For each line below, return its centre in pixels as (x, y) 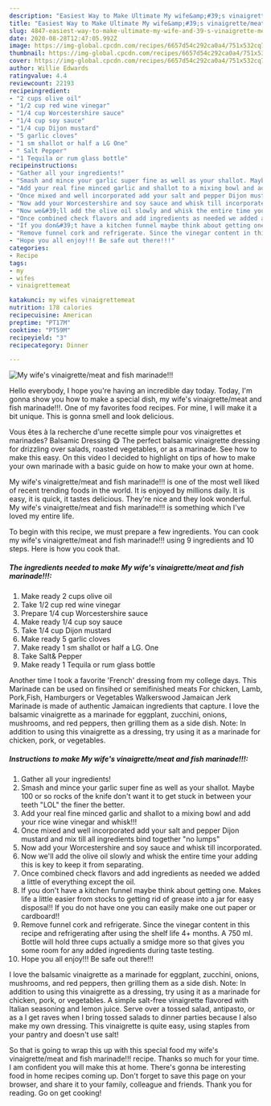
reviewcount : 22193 (42, 83)
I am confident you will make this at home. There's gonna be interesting (127, 1067)
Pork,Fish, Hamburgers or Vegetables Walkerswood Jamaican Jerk (120, 697)
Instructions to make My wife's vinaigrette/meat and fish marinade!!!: (129, 759)
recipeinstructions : (44, 166)
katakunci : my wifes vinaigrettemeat (72, 300)
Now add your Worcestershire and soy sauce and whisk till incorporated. (141, 848)
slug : (18, 31)
